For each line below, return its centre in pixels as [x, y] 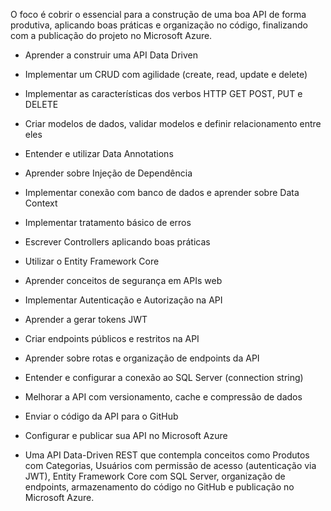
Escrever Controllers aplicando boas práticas [117, 242]
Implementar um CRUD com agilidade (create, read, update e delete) [166, 74]
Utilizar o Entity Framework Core [92, 261]
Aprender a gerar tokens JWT [86, 319]
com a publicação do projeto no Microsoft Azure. [111, 35]
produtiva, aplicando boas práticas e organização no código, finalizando [159, 25]
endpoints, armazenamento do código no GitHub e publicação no [159, 487]
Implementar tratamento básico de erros [108, 222]
